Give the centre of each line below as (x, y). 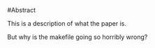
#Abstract (22, 10)
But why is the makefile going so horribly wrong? (77, 37)
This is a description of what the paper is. (67, 23)
